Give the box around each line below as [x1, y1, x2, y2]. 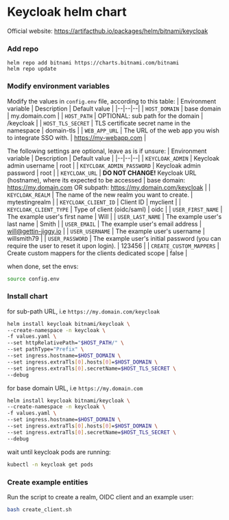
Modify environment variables [7, 82, 110, 91]
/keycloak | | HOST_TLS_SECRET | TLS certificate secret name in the [7, 119, 191, 127]
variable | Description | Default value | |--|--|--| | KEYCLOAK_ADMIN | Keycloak [7, 154, 220, 162]
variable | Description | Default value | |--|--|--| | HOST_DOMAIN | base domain [7, 104, 221, 113]
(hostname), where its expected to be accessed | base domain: [7, 176, 186, 184]
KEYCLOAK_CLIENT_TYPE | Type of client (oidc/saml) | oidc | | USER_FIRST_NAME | [7, 205, 223, 213]
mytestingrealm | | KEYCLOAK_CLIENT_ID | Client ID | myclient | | [7, 198, 182, 206]
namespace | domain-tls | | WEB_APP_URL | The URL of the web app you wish [7, 126, 219, 134]
